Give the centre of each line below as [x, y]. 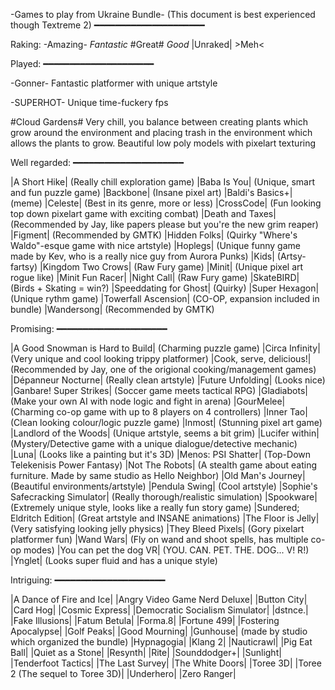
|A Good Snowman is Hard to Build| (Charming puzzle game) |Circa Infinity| [165, 348]
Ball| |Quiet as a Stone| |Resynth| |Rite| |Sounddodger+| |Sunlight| [146, 652]
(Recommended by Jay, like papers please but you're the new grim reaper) [164, 224]
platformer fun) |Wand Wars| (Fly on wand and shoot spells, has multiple [159, 539]
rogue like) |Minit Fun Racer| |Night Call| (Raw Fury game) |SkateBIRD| [155, 277]
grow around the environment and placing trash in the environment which [161, 132]
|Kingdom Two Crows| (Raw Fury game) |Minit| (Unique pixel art [171, 267]
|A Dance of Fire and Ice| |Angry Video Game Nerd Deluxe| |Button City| [159, 599]
